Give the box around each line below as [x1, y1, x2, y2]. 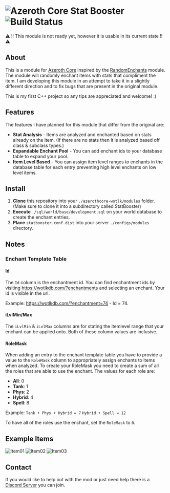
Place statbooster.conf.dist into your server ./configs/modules [12, 220, 150, 226]
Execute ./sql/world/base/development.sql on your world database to [12, 209, 162, 215]
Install [5, 184, 26, 193]
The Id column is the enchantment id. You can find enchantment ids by [5, 279, 155, 285]
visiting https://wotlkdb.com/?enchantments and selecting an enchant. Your [5, 285, 165, 291]
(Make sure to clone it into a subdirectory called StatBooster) [12, 203, 142, 209]
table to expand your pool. [12, 153, 69, 159]
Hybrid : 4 [12, 394, 34, 400]
